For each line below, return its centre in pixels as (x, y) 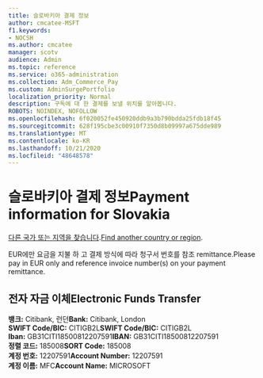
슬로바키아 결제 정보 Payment (99, 197)
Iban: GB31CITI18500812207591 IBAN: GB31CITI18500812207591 (114, 336)
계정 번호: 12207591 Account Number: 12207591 (86, 356)
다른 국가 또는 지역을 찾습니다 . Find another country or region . (106, 238)
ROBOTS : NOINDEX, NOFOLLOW (53, 112)
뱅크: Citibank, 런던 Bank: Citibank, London (77, 319)
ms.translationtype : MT (48, 133)
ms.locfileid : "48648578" (51, 155)
